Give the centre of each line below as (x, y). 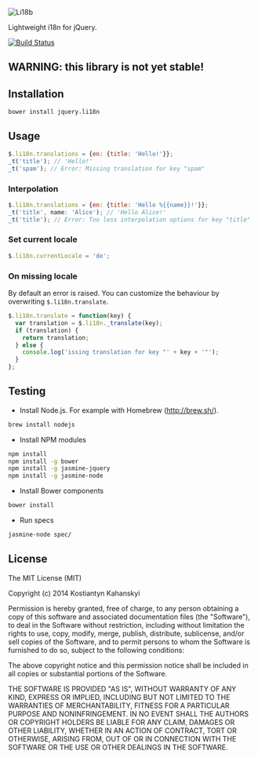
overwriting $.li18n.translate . (58, 301)
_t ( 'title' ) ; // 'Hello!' (50, 161)
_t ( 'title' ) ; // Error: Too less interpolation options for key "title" (129, 220)
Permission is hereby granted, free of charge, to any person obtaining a (124, 608)
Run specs (36, 520)
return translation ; (56, 337)
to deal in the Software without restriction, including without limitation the (126, 625)
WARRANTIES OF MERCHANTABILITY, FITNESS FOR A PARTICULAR (119, 705)
